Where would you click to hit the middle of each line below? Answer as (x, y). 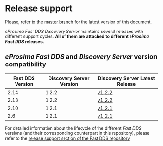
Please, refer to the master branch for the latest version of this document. (78, 22)
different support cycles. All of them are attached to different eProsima (77, 36)
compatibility (25, 64)
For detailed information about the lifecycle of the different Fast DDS (73, 128)
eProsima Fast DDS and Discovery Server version (81, 57)
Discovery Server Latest (126, 78)
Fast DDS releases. (25, 41)
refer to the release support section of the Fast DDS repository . (68, 138)
